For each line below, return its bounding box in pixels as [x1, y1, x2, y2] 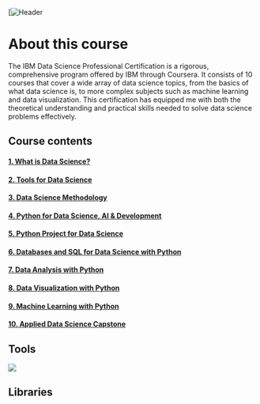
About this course [8, 36, 129, 53]
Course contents [8, 134, 92, 148]
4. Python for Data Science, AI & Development [8, 210, 162, 221]
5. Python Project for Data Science [8, 229, 124, 239]
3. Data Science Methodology [8, 193, 108, 202]
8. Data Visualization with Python [8, 283, 120, 293]
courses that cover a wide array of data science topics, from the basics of [8, 77, 249, 87]
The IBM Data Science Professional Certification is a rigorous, [8, 61, 209, 70]
